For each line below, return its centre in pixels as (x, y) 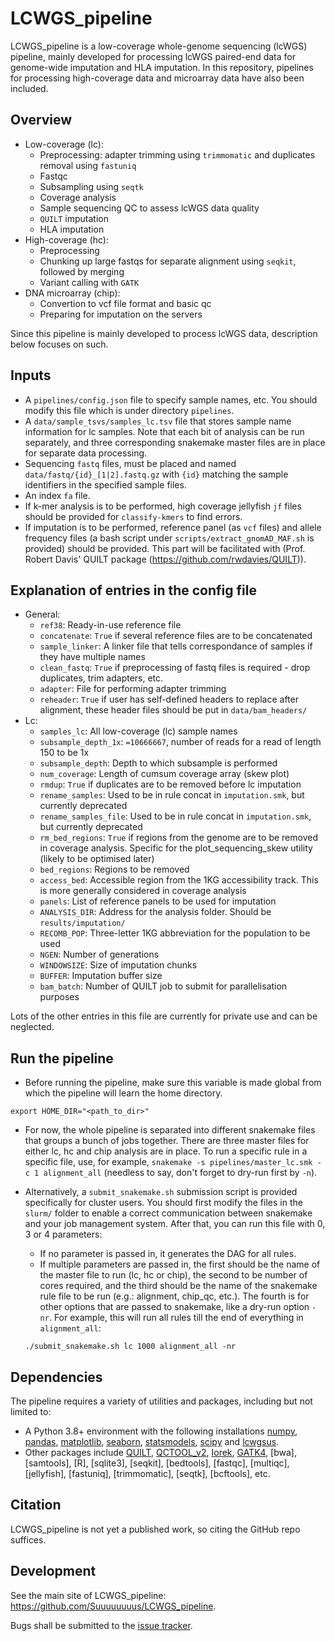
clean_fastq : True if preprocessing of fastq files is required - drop (175, 668)
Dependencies (56, 1377)
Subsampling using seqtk (91, 186)
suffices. (28, 1539)
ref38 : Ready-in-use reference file (110, 625)
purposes (59, 997)
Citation (36, 1505)
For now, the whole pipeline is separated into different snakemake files (170, 1130)
